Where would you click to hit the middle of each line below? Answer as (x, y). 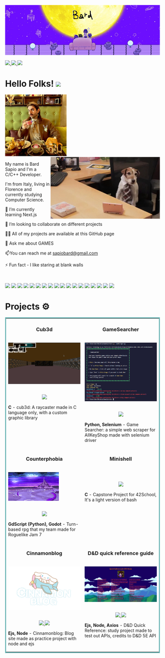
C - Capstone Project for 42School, (121, 495)
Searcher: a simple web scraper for (120, 430)
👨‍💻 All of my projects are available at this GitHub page (60, 234)
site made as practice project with (42, 639)
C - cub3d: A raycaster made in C (42, 407)
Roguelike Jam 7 (25, 534)
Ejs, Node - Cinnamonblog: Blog (41, 633)
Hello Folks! (29, 84)
